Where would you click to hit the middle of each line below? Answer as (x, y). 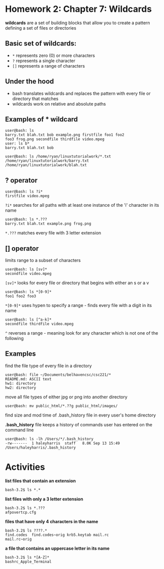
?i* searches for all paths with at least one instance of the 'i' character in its (82, 205)
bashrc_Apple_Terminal (28, 562)
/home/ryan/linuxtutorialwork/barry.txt (47, 161)
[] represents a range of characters (49, 66)
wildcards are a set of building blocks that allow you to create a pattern (78, 23)
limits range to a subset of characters (43, 260)
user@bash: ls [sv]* (26, 269)
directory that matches (35, 98)
